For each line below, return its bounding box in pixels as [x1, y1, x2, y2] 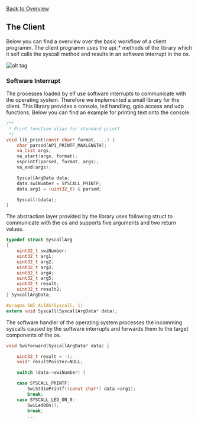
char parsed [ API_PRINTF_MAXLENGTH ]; [17, 142, 108, 148]
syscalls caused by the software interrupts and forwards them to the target [6, 325, 189, 332]
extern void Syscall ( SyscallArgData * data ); [6, 308, 118, 314]
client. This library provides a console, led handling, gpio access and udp [6, 103, 184, 110]
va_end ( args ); [17, 164, 51, 170]
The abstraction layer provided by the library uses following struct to [6, 213, 173, 220]
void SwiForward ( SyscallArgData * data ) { [6, 343, 110, 348]
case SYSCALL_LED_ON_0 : [17, 396, 76, 403]
